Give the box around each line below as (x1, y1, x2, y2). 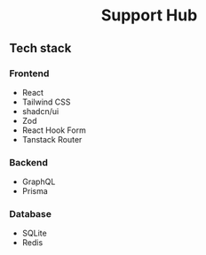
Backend (9, 156, 49, 168)
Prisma (21, 186, 49, 197)
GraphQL (21, 176, 56, 187)
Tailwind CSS (21, 97, 71, 107)
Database (9, 208, 51, 220)
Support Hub (100, 5, 198, 26)
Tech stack (9, 41, 72, 56)
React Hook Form (21, 125, 86, 135)
